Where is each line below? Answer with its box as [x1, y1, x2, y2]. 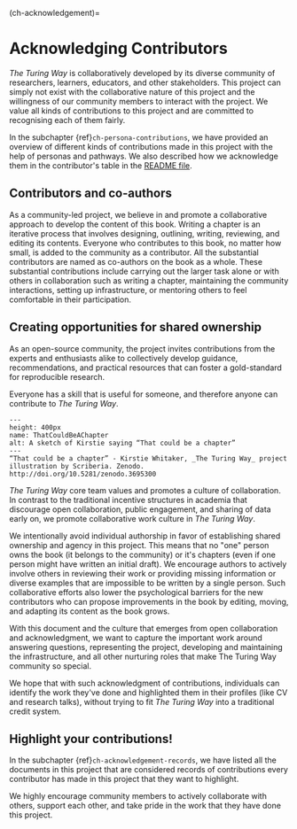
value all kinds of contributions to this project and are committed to [9, 105, 254, 116]
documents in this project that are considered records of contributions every [9, 764, 288, 775]
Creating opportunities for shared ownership [9, 320, 262, 335]
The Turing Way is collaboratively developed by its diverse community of [9, 67, 276, 78]
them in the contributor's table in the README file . [9, 159, 192, 171]
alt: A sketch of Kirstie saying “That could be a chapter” [9, 438, 237, 447]
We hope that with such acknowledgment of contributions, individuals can [9, 678, 280, 688]
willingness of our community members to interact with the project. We [9, 96, 269, 106]
